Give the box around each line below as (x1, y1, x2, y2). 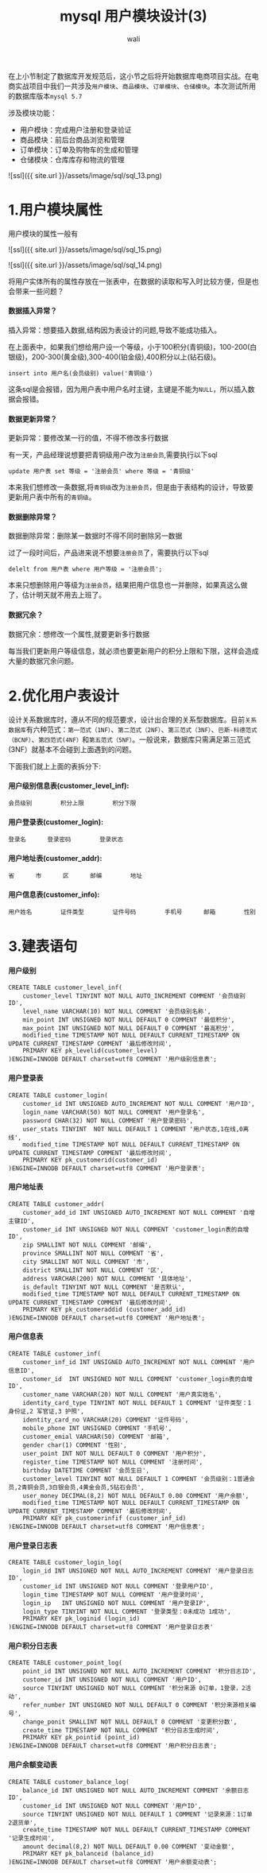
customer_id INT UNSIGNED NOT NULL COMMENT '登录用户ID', (22, 1583, 214, 1591)
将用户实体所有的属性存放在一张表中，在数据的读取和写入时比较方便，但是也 (8, 276, 259, 286)
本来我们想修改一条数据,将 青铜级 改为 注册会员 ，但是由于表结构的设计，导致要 (8, 483, 254, 492)
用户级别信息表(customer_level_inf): (8, 781, 130, 791)
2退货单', (8, 1818, 37, 1827)
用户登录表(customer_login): (8, 817, 104, 827)
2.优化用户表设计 (8, 687, 119, 704)
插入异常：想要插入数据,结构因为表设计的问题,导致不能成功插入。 (8, 325, 222, 335)
